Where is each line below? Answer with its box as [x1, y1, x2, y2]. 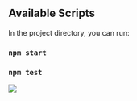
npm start [8, 48, 47, 57]
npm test [8, 68, 43, 77]
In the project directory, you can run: [8, 27, 130, 37]
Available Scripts [8, 6, 95, 20]
